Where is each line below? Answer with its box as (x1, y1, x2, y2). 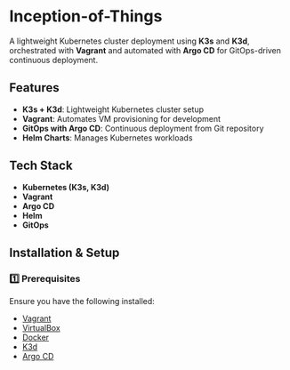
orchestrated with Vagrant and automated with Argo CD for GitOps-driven (9, 44, 282, 55)
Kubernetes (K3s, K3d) (21, 181, 109, 192)
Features (9, 80, 60, 95)
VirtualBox (21, 323, 60, 334)
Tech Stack (9, 158, 73, 173)
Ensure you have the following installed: (9, 296, 156, 307)
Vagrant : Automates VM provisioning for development (21, 113, 221, 124)
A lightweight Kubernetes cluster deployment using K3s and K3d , (9, 36, 251, 46)
